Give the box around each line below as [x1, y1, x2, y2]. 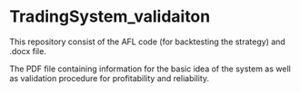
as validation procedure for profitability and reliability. [9, 72, 210, 83]
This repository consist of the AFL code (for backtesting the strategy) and [9, 36, 286, 47]
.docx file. [9, 45, 47, 56]
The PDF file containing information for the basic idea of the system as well [9, 63, 291, 74]
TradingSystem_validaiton [9, 6, 211, 27]
